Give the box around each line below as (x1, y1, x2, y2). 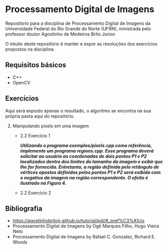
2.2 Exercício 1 (20, 132, 50, 138)
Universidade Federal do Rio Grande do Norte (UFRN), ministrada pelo (5, 25, 151, 31)
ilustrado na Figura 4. (20, 180, 67, 186)
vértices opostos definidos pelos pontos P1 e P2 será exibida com (20, 169, 161, 175)
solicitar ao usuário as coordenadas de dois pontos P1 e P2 (20, 153, 147, 159)
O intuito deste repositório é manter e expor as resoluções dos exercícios (5, 40, 157, 46)
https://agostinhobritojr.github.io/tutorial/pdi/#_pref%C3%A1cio (12, 218, 145, 224)
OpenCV (12, 79, 31, 85)
